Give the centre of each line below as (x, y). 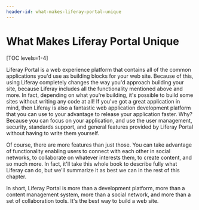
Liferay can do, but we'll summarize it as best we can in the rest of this (93, 170)
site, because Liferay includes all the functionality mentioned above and (95, 89)
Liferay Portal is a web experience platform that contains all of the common (99, 69)
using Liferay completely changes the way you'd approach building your (95, 82)
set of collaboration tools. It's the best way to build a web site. (82, 200)
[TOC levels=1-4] (27, 58)
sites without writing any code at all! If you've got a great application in (93, 101)
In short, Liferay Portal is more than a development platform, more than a (96, 188)
